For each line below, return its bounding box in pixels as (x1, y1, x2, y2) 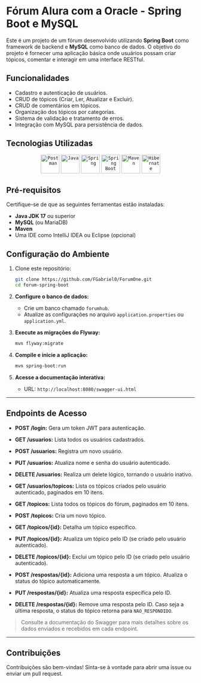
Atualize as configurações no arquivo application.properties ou (23, 310, 184, 318)
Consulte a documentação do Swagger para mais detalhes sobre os (20, 618, 188, 625)
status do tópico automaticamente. (14, 577, 101, 585)
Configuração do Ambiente (6, 249, 109, 259)
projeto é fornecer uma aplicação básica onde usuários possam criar (6, 49, 176, 56)
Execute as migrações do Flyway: (14, 328, 100, 336)
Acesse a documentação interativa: (14, 373, 106, 381)
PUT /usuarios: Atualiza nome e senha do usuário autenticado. (14, 459, 170, 466)
